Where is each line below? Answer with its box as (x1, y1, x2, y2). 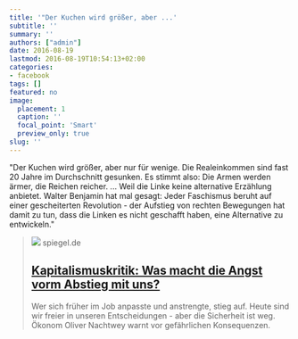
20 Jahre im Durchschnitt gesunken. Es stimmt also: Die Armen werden (9, 171, 271, 182)
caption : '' (17, 112, 62, 121)
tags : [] (9, 79, 42, 88)
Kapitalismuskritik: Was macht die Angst (30, 263, 263, 278)
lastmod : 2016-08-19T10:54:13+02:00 (9, 54, 145, 63)
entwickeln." (9, 219, 55, 229)
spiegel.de (42, 237, 82, 248)
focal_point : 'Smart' (17, 121, 98, 130)
